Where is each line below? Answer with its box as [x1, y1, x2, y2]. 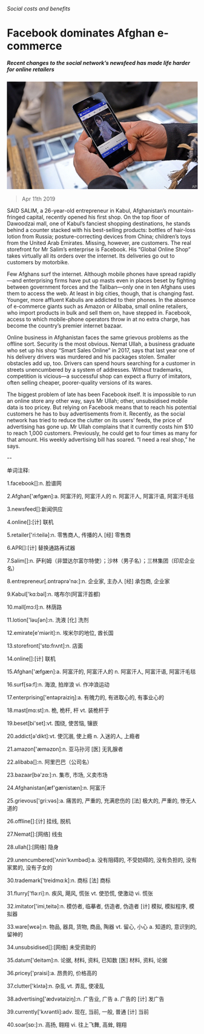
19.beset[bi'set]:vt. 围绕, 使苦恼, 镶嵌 [7, 720, 99, 727]
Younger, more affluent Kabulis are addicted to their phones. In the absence [7, 296, 196, 304]
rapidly [178, 270, 196, 278]
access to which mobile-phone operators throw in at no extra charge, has [7, 316, 190, 323]
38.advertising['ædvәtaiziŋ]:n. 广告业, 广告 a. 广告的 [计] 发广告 [7, 995, 165, 1002]
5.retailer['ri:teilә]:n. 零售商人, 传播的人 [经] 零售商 [7, 532, 131, 539]
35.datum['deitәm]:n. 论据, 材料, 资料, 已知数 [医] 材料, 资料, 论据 [7, 957, 168, 964]
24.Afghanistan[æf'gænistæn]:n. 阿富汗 [7, 784, 106, 792]
